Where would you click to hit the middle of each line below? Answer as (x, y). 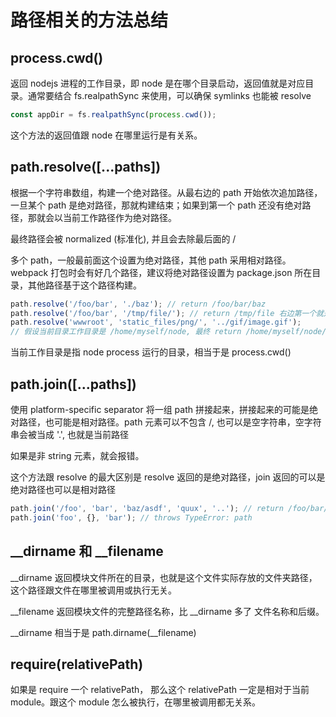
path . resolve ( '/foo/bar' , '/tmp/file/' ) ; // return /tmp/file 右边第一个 (163, 313)
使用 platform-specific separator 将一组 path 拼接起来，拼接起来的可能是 (160, 409)
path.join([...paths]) (73, 384)
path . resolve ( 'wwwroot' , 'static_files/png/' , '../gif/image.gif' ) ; (156, 322)
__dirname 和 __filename (87, 551)
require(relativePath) (77, 664)
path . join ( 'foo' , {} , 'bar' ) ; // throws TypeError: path (131, 517)
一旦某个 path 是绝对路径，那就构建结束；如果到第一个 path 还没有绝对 (156, 205)
